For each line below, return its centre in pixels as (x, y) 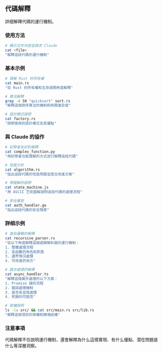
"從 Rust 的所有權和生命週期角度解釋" (39, 88)
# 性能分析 (15, 165)
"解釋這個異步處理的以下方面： (32, 279)
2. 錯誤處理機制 (19, 288)
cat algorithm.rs (23, 170)
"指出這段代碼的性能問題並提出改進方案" (40, 174)
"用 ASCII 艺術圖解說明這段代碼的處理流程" (44, 192)
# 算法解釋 (15, 97)
